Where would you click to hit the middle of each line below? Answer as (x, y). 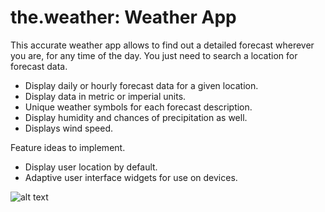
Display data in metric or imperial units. (105, 96)
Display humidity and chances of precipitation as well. (136, 117)
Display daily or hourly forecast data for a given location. (141, 85)
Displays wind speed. (69, 128)
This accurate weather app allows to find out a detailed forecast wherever (162, 45)
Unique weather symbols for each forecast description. (138, 107)
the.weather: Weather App (123, 17)
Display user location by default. (91, 167)
